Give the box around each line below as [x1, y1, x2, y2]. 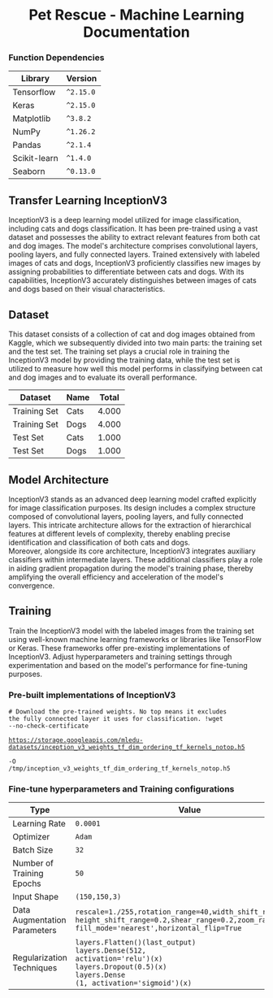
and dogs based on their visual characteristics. [8, 284, 165, 294]
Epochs [12, 878, 42, 889]
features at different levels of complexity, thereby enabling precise [8, 528, 231, 538]
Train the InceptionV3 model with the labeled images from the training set [8, 626, 254, 636]
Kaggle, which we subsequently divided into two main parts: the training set [8, 338, 262, 348]
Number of [12, 857, 54, 869]
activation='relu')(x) [75, 954, 163, 964]
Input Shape [12, 892, 59, 903]
